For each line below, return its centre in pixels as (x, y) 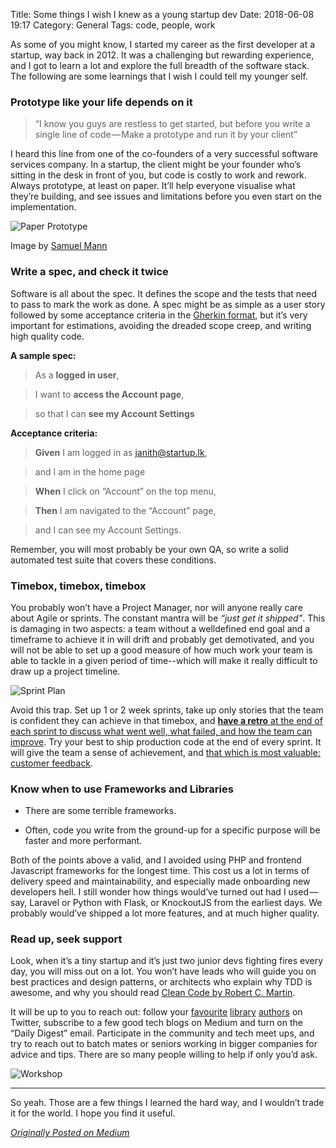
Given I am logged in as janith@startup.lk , (121, 452)
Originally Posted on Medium (70, 1133)
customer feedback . (52, 763)
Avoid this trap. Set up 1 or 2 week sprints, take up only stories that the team (167, 710)
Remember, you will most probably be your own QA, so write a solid (149, 549)
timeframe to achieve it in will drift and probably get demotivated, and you (162, 639)
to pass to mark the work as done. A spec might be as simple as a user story (168, 304)
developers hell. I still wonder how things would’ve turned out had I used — (164, 892)
